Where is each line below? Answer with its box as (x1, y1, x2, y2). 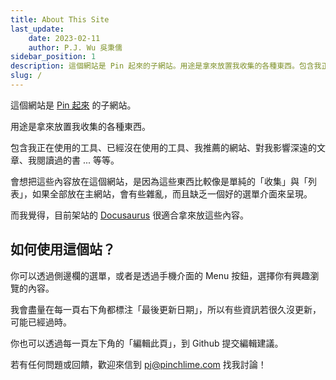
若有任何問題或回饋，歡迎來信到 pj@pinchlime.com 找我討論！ (10, 358, 267, 370)
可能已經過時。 (10, 316, 72, 328)
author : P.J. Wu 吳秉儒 (28, 42, 123, 53)
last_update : (10, 24, 65, 34)
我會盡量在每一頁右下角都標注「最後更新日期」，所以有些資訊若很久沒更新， (10, 303, 322, 315)
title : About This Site (10, 14, 110, 25)
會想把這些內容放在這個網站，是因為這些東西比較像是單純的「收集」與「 (10, 175, 308, 187)
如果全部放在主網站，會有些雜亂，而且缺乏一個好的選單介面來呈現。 (31, 187, 313, 200)
